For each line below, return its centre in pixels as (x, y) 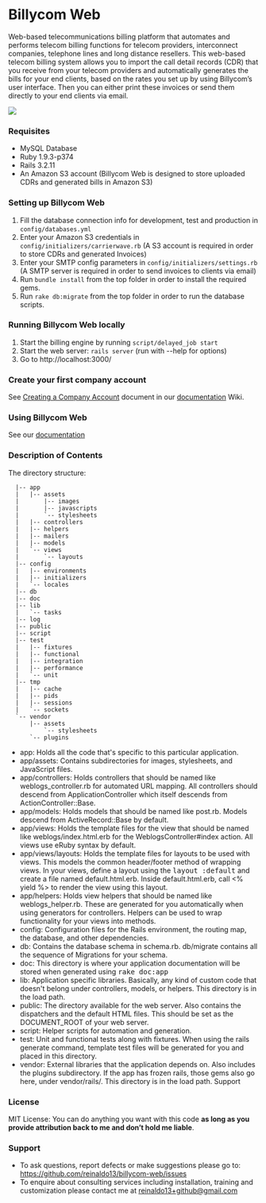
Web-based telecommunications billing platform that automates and (119, 37)
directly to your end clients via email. (68, 95)
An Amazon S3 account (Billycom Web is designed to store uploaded (132, 174)
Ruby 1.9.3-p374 (46, 157)
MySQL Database (48, 148)
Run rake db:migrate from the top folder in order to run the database (132, 296)
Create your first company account (77, 380)
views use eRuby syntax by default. (78, 845)
